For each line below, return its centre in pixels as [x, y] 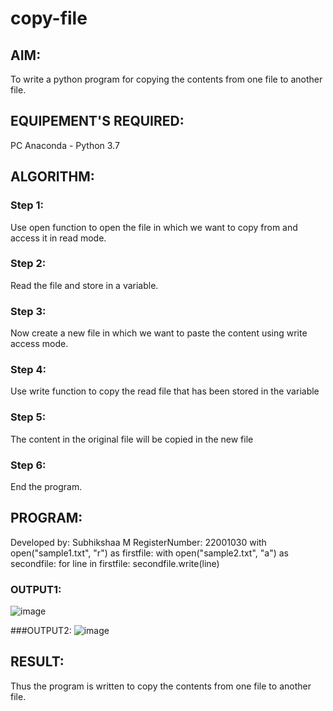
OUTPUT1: [36, 589]
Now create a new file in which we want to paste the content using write [159, 333]
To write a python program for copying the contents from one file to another [166, 79]
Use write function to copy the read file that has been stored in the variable [165, 391]
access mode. [39, 344]
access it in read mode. [58, 238]
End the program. [46, 486]
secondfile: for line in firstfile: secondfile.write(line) [115, 563]
